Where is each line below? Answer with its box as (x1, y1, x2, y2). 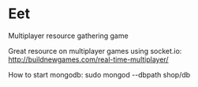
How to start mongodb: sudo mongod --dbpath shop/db (8, 70, 191, 79)
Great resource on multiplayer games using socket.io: (8, 46, 182, 55)
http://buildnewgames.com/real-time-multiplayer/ (8, 55, 169, 64)
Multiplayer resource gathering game (8, 31, 129, 40)
